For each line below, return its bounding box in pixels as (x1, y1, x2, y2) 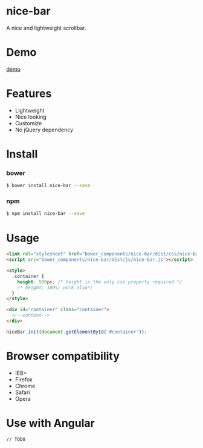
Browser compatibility (6, 349, 120, 363)
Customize (14, 119, 42, 127)
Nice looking (14, 113, 47, 120)
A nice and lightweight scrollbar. (6, 24, 86, 31)
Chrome (14, 382, 36, 389)
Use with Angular (6, 416, 95, 430)
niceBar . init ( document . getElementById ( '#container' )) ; (6, 329, 147, 335)
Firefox (14, 375, 33, 383)
